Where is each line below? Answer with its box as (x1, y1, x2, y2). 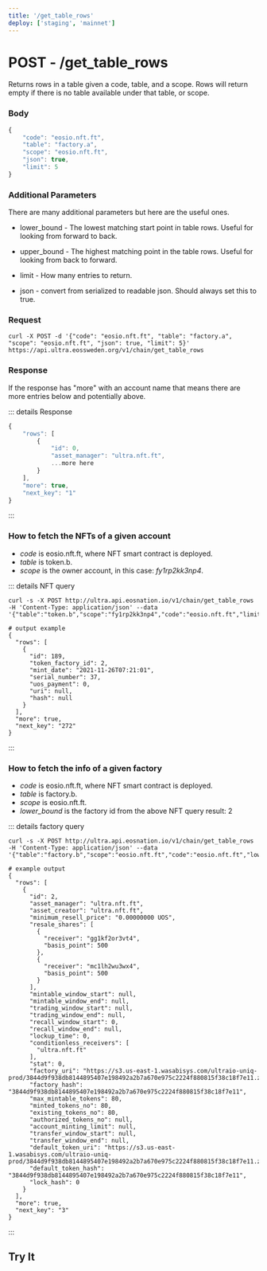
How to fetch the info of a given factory (8, 762, 163, 773)
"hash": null (29, 694, 73, 702)
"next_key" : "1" (22, 489, 77, 497)
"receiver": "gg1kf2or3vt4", (43, 934, 141, 942)
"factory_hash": (29, 1081, 83, 1089)
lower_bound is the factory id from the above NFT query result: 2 (19, 806, 233, 815)
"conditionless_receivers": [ (29, 1038, 130, 1047)
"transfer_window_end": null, (29, 1136, 130, 1144)
